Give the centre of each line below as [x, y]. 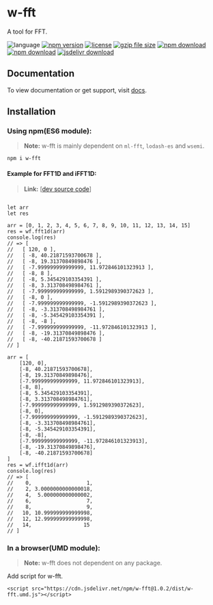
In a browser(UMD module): [54, 548]
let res [18, 214]
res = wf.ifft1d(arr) [38, 465]
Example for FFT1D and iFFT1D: [52, 174]
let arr [18, 207]
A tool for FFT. [27, 31]
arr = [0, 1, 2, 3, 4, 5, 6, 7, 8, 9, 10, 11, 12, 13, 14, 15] [99, 225]
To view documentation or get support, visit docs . [77, 90]
